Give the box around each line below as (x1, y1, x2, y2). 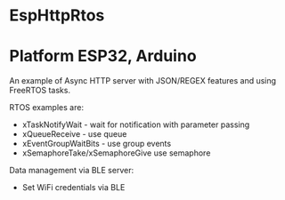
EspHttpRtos (9, 5, 105, 26)
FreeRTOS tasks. (9, 85, 71, 96)
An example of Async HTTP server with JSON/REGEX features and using (9, 76, 277, 86)
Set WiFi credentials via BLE (21, 182, 126, 193)
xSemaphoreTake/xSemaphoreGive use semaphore (21, 148, 211, 158)
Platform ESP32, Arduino (9, 46, 198, 67)
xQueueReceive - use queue (21, 129, 127, 140)
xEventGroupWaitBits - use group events (21, 139, 172, 149)
